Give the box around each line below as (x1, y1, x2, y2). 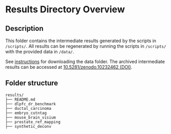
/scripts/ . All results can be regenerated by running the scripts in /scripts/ (5, 43, 166, 49)
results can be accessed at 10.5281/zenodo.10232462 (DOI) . (5, 64, 133, 70)
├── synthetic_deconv (5, 124, 52, 129)
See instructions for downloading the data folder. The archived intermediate (5, 59, 165, 65)
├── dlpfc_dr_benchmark (5, 101, 56, 106)
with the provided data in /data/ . (5, 49, 74, 54)
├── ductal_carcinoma (5, 106, 52, 111)
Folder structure (5, 79, 58, 88)
